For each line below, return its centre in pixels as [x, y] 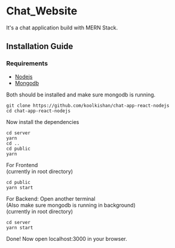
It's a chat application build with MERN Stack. [62, 28]
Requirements [27, 63]
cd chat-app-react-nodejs [38, 111]
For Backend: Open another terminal [51, 198]
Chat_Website [42, 11]
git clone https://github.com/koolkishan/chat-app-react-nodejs [88, 105]
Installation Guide [40, 46]
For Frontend [22, 165]
